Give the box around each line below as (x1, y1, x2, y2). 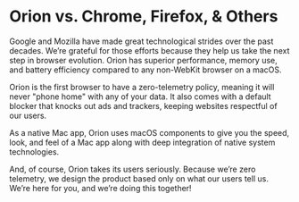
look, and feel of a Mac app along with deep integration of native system (9, 137, 276, 147)
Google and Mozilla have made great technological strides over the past (9, 36, 274, 46)
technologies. (9, 146, 60, 157)
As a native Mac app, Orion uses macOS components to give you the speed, (9, 127, 290, 138)
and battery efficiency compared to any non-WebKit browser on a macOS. (9, 64, 283, 75)
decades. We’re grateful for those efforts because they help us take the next (9, 45, 290, 55)
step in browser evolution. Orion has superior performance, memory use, (9, 55, 278, 65)
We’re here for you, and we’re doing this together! (9, 182, 192, 193)
